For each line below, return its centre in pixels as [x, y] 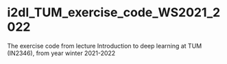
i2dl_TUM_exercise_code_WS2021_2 [114, 13]
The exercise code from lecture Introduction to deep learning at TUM [105, 46]
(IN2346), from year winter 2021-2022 [61, 53]
